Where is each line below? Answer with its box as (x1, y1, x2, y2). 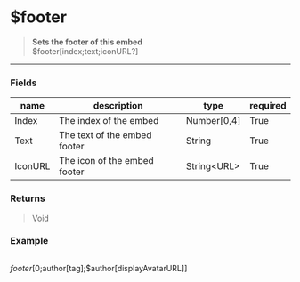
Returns (10, 192, 45, 205)
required (249, 100, 287, 112)
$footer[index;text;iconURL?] (31, 45, 139, 56)
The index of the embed (58, 115, 159, 127)
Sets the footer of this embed (31, 36, 143, 47)
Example (10, 235, 49, 247)
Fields (10, 77, 37, 89)
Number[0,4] (185, 115, 241, 127)
